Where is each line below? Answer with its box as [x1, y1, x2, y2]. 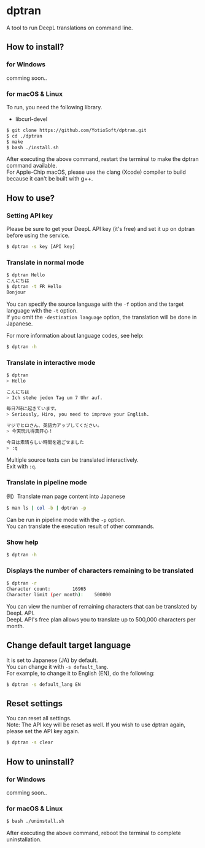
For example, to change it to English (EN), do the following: [6, 669, 155, 677]
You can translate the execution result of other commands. [6, 523, 155, 530]
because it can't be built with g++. [6, 175, 93, 182]
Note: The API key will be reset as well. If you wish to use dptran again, [6, 721, 186, 728]
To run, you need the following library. [6, 103, 102, 111]
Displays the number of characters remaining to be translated [6, 566, 194, 575]
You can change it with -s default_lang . [6, 663, 109, 670]
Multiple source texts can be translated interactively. [6, 456, 139, 464]
